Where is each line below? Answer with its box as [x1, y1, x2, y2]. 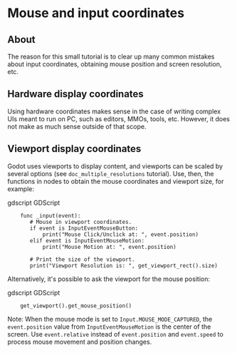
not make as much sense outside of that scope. [7, 122, 147, 131]
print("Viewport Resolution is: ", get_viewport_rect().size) [29, 262, 218, 269]
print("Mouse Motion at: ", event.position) [42, 243, 177, 250]
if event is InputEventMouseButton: [29, 225, 139, 232]
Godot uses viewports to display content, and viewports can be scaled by [7, 162, 223, 170]
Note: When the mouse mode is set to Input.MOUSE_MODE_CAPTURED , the [7, 314, 213, 323]
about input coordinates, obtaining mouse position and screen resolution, [7, 60, 222, 68]
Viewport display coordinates [7, 143, 142, 155]
